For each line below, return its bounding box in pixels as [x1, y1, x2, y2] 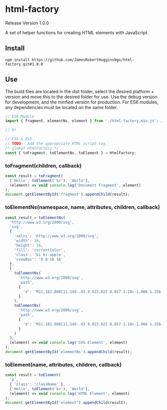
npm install [5, 57, 30, 62]
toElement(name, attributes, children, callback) [5, 361, 122, 368]
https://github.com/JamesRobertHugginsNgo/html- [31, 57, 135, 62]
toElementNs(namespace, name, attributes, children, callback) [5, 204, 160, 211]
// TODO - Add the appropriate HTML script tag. [5, 141, 108, 146]
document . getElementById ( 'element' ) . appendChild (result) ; [5, 400, 128, 406]
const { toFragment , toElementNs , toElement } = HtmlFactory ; [5, 150, 137, 155]
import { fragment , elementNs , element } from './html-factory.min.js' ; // [5, 119, 166, 124]
